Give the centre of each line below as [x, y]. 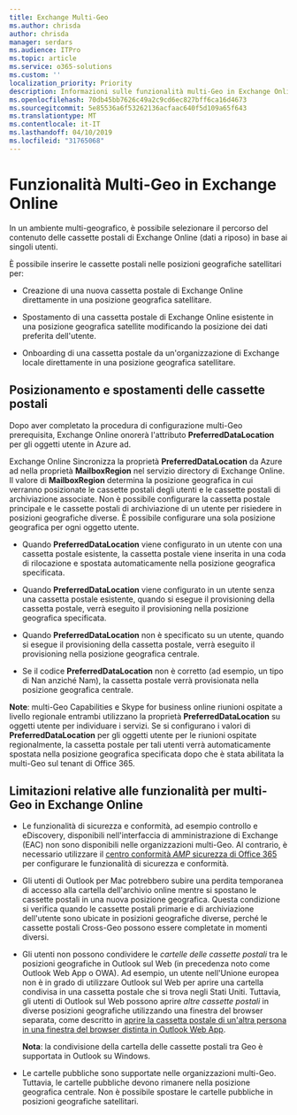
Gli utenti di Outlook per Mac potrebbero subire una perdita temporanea [152, 880]
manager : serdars [41, 42]
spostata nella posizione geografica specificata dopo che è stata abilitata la [147, 754]
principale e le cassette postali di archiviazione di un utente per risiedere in [146, 508]
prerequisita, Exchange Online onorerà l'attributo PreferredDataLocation [142, 434]
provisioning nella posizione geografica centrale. [111, 654]
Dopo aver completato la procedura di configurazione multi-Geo [126, 425]
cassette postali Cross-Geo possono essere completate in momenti [145, 928]
